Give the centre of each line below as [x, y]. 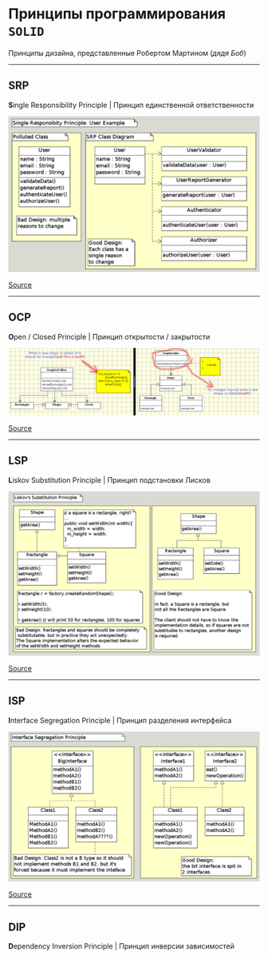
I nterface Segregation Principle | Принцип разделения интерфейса [120, 720]
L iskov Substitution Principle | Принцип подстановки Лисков [110, 479]
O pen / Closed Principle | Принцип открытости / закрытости [109, 336]
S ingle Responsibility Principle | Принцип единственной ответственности [131, 105]
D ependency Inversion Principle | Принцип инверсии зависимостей [122, 946]
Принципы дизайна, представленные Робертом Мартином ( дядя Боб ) [128, 53]
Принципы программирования [117, 14]
